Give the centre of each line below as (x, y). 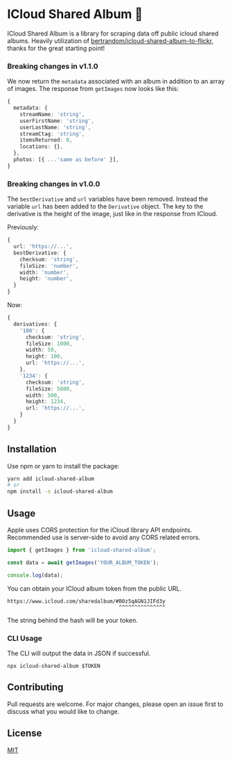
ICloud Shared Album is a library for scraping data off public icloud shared (113, 33)
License (25, 734)
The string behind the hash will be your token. (73, 620)
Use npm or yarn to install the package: (63, 466)
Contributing (35, 687)
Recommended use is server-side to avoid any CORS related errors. (104, 537)
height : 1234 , (46, 402)
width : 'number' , (45, 272)
